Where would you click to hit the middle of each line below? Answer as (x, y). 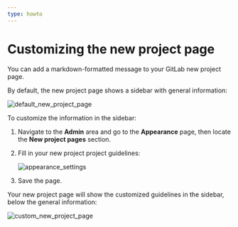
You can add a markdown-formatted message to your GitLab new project (114, 69)
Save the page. (40, 180)
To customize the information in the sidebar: (72, 117)
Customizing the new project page (111, 49)
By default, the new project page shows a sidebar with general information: (117, 90)
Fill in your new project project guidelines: (79, 153)
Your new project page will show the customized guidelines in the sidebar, (116, 194)
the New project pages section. (64, 139)
